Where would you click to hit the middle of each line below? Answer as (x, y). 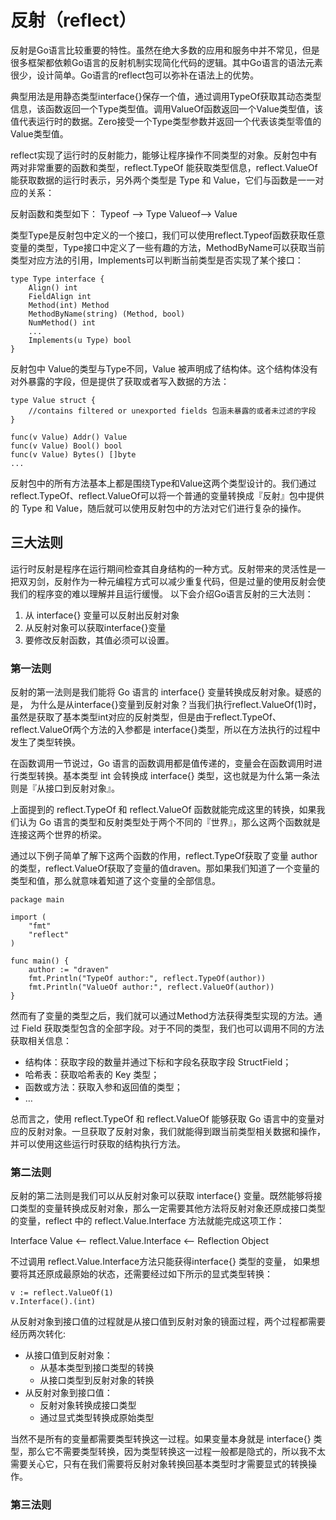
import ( (28, 917)
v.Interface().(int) (53, 1302)
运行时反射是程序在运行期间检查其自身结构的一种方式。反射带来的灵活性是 (163, 568)
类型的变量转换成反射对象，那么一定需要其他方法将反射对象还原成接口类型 (172, 1208)
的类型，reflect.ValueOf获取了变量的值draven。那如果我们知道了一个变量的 (165, 868)
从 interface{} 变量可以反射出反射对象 (102, 615)
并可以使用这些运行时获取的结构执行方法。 (98, 1144)
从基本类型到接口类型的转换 (97, 1368)
